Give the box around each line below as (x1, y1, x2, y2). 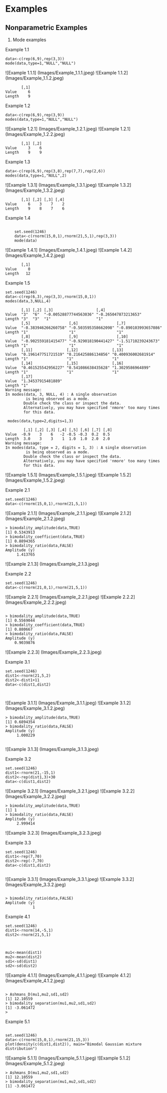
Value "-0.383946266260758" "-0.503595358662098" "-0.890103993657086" (5, 325, 162, 330)
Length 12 (5, 271, 30, 276)
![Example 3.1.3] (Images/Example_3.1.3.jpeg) (5, 746, 99, 752)
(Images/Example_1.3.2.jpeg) (5, 187, 65, 193)
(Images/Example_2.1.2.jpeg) (5, 516, 65, 522)
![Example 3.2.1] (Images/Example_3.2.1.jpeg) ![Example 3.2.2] (5, 788, 135, 794)
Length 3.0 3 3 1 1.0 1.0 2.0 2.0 (5, 436, 110, 441)
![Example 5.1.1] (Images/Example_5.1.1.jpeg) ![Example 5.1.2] (5, 1055, 130, 1061)
